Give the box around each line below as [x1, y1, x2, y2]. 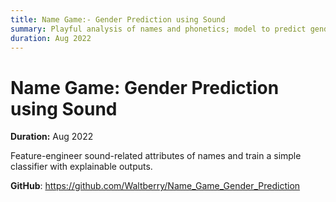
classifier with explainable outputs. [10, 161, 153, 173]
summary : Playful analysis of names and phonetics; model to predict [10, 24, 307, 34]
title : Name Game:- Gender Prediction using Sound [10, 14, 226, 25]
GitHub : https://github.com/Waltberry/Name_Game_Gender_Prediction [10, 180, 301, 192]
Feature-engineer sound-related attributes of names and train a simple [10, 150, 302, 162]
